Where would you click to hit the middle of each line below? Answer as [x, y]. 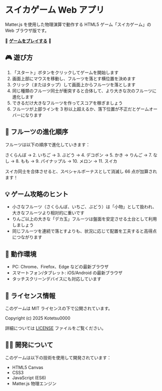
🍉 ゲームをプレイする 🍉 [28, 41]
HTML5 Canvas [28, 367]
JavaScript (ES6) [29, 377]
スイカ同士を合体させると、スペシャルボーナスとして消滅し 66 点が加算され [81, 171]
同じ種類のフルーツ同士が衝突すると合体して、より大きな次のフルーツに [84, 91]
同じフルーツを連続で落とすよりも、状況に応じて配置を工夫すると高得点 [84, 231]
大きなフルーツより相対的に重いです [48, 213]
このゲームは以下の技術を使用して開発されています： [58, 357]
